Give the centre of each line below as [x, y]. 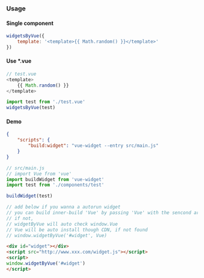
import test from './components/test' [55, 185]
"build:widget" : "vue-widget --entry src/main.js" [93, 146]
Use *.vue [19, 61]
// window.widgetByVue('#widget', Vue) [57, 235]
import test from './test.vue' [46, 102]
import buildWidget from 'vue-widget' [55, 179]
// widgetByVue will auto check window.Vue [62, 224]
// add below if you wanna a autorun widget [63, 207]
